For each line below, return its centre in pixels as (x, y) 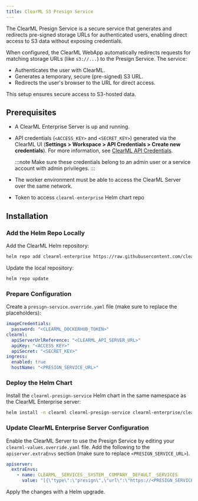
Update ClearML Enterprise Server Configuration (77, 428)
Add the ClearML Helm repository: (48, 246)
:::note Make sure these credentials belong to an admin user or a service (103, 162)
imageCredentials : (29, 324)
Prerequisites (31, 113)
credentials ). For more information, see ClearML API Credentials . (94, 150)
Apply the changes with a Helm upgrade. (56, 492)
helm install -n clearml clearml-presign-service (68, 413)
